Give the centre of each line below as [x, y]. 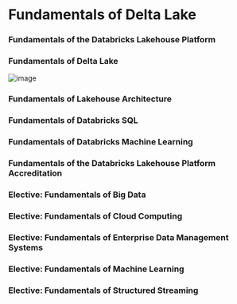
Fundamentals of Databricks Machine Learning [101, 142]
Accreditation [35, 173]
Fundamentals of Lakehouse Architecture [90, 99]
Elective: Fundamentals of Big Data [77, 195]
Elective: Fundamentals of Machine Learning [96, 269]
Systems [26, 247]
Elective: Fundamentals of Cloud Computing [95, 215]
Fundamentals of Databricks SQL [73, 120]
